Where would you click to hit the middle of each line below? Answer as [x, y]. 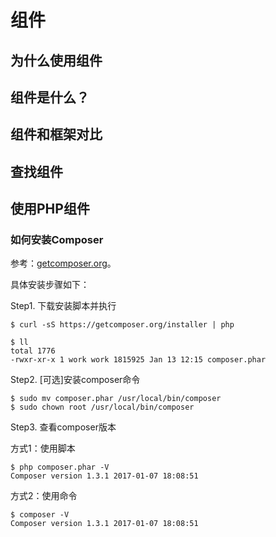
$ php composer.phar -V [60, 467]
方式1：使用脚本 [43, 448]
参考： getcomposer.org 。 [63, 263]
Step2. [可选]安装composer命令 [75, 380]
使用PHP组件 [50, 209]
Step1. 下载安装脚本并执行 [63, 306]
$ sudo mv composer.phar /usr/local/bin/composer [116, 399]
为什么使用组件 [56, 60]
